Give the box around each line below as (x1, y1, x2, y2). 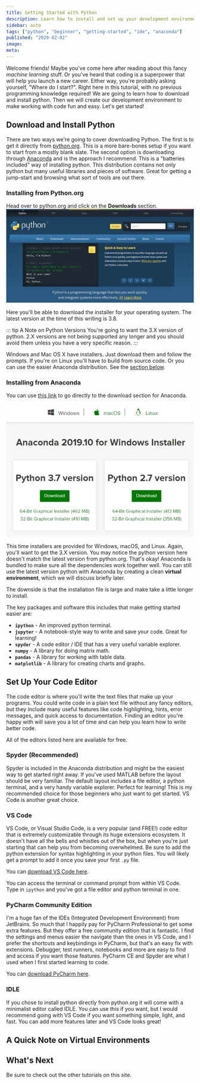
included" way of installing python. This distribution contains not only (6, 161, 176, 168)
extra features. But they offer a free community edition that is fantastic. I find (6, 927, 194, 934)
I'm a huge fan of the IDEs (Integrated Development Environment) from (6, 914, 180, 922)
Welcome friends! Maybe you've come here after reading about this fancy (6, 64, 187, 72)
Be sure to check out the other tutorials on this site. (6, 1071, 132, 1078)
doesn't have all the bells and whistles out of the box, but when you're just (6, 838, 189, 845)
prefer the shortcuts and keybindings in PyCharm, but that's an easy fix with (6, 940, 193, 947)
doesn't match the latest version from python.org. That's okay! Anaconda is (6, 555, 192, 562)
